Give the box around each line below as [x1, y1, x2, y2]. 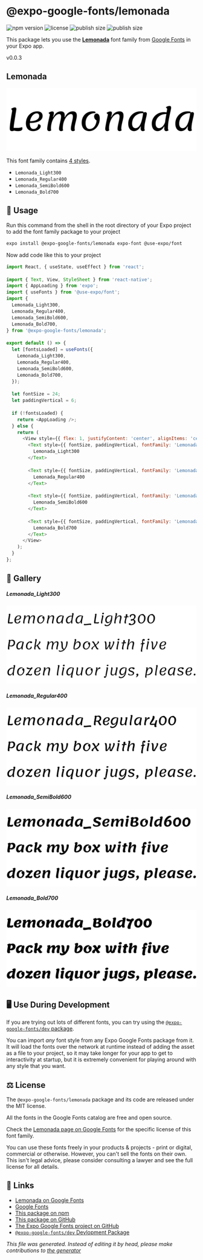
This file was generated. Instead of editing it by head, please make [6, 1240, 173, 1247]
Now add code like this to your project [6, 251, 101, 258]
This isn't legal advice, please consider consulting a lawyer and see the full [6, 1156, 193, 1163]
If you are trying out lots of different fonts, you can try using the [6, 1019, 165, 1026]
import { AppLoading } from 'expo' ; [6, 283, 98, 289]
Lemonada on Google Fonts [14, 1197, 85, 1204]
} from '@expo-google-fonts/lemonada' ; [6, 327, 107, 333]
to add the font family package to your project [6, 228, 121, 235]
